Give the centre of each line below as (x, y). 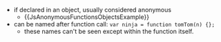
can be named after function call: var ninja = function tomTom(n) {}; (114, 24)
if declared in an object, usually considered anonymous (92, 10)
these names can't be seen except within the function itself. (109, 31)
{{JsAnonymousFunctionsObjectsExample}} (87, 17)
